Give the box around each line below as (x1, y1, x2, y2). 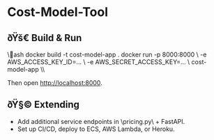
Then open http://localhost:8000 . (7, 79, 102, 87)
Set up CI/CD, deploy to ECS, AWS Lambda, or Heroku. (17, 125, 176, 133)
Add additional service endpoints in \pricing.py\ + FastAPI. (17, 117, 185, 125)
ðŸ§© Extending (7, 99, 80, 111)
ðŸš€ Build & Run (7, 32, 82, 44)
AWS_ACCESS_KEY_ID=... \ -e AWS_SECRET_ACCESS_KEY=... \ (7, 58, 190, 66)
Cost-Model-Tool (7, 4, 109, 20)
